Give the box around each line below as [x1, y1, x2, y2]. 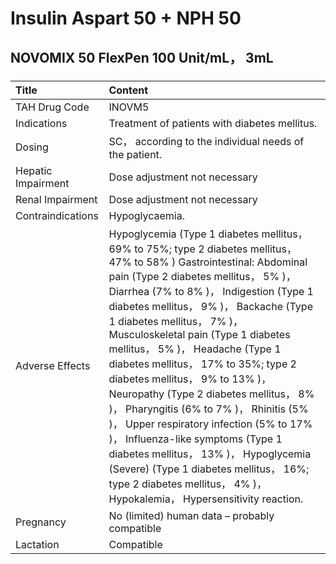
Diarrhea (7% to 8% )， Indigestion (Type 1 [108, 284, 314, 298]
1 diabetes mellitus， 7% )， [108, 314, 244, 328]
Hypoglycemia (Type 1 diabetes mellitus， [108, 227, 308, 241]
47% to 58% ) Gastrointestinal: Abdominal [108, 255, 308, 269]
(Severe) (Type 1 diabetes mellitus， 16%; [108, 462, 310, 476]
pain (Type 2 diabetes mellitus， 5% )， [108, 269, 297, 283]
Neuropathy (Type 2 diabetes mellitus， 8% [108, 387, 315, 401]
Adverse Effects [15, 358, 91, 372]
